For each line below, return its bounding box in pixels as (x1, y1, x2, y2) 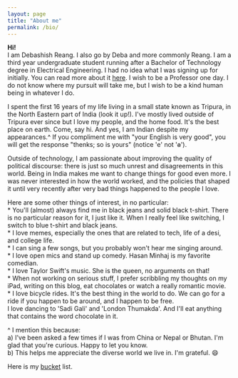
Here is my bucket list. (7, 362, 73, 371)
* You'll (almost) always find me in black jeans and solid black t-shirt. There (7, 206, 229, 215)
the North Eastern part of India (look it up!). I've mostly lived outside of (7, 110, 214, 118)
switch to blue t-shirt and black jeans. (7, 221, 118, 230)
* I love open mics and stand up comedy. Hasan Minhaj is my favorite (7, 251, 211, 260)
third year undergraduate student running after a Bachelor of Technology (7, 58, 222, 67)
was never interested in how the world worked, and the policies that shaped (7, 177, 230, 185)
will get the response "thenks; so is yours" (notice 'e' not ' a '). (7, 141, 187, 149)
